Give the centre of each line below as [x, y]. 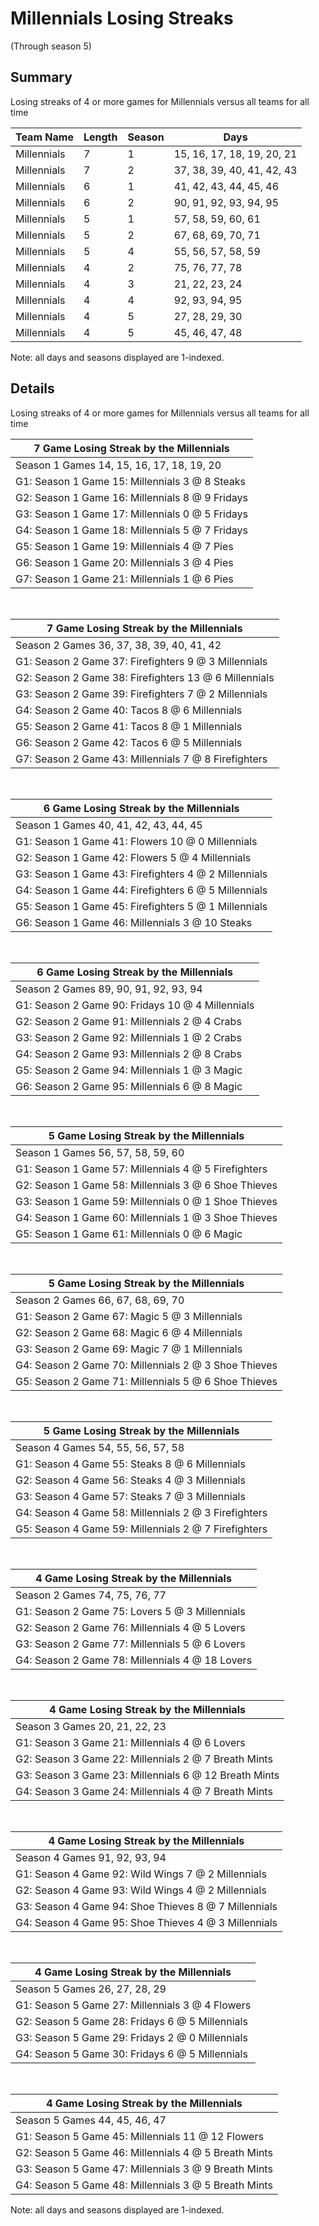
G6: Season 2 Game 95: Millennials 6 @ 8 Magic [129, 1086]
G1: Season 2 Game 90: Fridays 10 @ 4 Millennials [135, 1005]
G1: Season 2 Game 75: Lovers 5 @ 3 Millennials [130, 1611]
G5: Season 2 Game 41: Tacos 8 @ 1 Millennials [129, 726]
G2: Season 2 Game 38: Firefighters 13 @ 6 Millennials [145, 677]
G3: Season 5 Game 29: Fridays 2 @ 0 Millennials [131, 2037]
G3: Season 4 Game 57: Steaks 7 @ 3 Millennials [130, 1496]
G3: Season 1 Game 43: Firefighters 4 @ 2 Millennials [141, 874]
